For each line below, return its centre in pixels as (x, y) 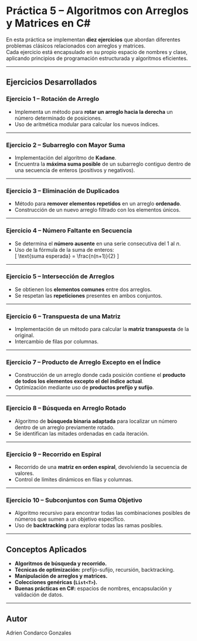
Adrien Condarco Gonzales (39, 633)
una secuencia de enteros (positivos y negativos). (75, 170)
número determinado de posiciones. (58, 118)
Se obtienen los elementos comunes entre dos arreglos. (83, 289)
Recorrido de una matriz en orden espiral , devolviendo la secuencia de (101, 467)
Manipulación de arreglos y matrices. (61, 576)
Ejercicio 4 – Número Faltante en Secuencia (69, 231)
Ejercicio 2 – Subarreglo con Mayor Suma (66, 145)
